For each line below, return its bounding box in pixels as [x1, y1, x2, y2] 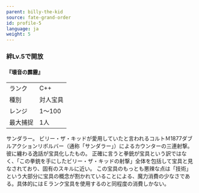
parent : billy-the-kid [6, 8, 63, 15]
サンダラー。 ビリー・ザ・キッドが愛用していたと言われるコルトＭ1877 [6, 135, 182, 142]
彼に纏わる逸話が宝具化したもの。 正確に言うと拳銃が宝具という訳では [6, 150, 182, 157]
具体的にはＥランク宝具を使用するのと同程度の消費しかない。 [16, 180, 170, 188]
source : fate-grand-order [6, 14, 71, 21]
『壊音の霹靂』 [6, 68, 43, 75]
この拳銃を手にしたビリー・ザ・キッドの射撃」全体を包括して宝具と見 [19, 157, 194, 165]
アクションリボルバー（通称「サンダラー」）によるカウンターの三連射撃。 [11, 142, 193, 150]
